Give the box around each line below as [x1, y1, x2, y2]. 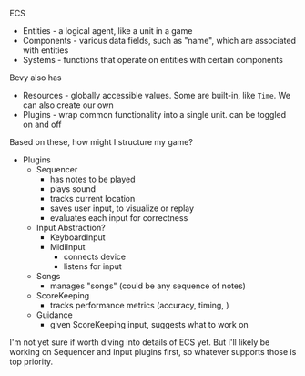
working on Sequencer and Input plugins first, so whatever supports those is [9, 347, 297, 357]
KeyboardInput [49, 232, 107, 243]
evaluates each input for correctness [49, 213, 188, 223]
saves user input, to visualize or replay [49, 203, 194, 214]
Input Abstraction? [36, 223, 107, 233]
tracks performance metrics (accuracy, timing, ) [49, 300, 229, 310]
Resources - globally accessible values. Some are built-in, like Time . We [22, 90, 291, 100]
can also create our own [22, 99, 114, 110]
